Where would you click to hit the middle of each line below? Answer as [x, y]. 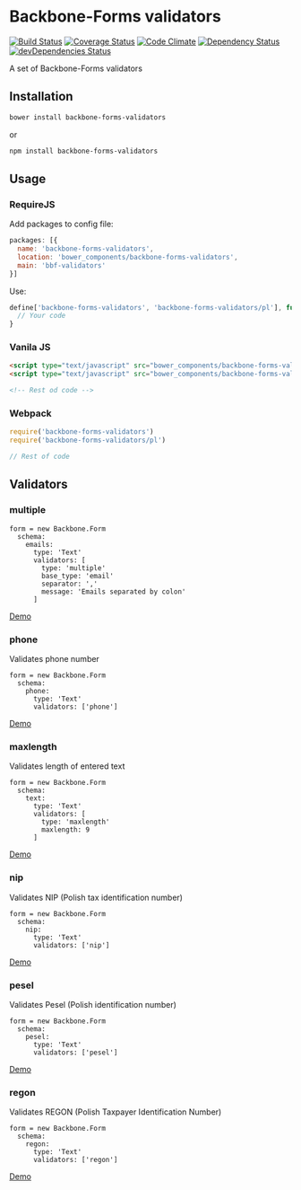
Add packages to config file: [61, 224]
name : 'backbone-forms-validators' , [86, 249]
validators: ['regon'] [75, 1160]
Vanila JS [30, 348]
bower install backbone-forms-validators [88, 117]
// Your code [42, 316]
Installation [41, 97]
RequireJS [32, 204]
